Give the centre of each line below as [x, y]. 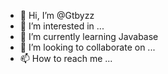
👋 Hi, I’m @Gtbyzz [57, 15]
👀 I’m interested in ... [62, 26]
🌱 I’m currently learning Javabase [89, 36]
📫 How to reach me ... [66, 58]
